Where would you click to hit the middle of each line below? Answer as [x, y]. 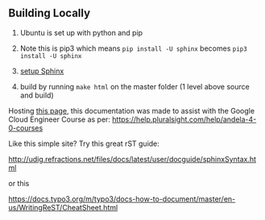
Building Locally [50, 13]
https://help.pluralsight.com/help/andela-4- [184, 119]
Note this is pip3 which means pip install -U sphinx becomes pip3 [133, 48]
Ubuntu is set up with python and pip [81, 32]
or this [19, 183]
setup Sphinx [42, 71]
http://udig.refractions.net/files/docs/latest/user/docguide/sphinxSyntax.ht [132, 159]
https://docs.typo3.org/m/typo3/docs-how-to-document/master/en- [122, 199]
